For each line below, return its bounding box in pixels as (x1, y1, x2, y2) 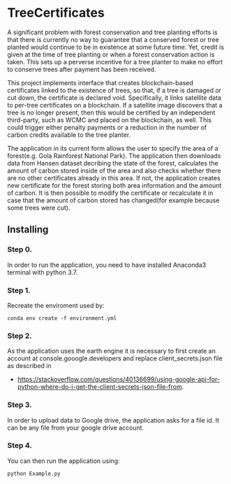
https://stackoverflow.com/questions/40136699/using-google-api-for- (17, 375, 221, 383)
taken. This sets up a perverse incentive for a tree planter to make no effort (7, 57, 223, 66)
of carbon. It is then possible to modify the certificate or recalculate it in (7, 189, 214, 197)
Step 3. (7, 400, 33, 410)
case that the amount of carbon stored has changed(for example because (7, 196, 220, 204)
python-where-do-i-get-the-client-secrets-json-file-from (17, 383, 183, 391)
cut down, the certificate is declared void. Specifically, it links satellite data (7, 93, 222, 102)
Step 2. (7, 330, 33, 340)
